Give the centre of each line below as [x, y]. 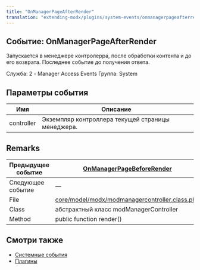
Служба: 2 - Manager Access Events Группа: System [72, 74]
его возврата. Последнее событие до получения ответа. [78, 62]
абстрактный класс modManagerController [117, 209]
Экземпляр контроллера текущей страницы [105, 119]
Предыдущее [29, 165]
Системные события [41, 254]
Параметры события [47, 92]
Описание [116, 109]
